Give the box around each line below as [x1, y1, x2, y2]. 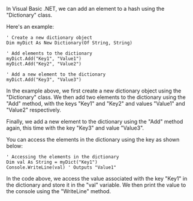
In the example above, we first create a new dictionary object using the [6, 87, 182, 94]
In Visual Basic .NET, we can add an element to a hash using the [6, 5, 165, 12]
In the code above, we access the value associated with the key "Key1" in [6, 175, 188, 182]
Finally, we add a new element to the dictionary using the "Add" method [6, 118, 183, 125]
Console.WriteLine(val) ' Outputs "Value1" [6, 164, 117, 170]
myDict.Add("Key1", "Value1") [6, 56, 82, 62]
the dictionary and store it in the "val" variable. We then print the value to [6, 181, 186, 188]
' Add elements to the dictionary [6, 50, 93, 56]
